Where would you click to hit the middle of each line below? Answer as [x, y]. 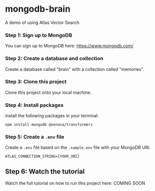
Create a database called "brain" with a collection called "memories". [75, 69]
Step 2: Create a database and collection [54, 59]
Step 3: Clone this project [36, 82]
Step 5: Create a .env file [35, 137]
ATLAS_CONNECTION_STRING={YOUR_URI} [42, 157]
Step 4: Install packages [34, 105]
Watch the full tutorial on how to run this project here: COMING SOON [75, 183]
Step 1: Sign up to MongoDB [39, 35]
